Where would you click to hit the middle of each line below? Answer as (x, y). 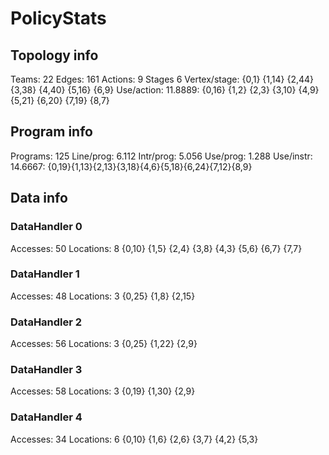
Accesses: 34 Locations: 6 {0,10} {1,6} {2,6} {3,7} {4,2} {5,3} (134, 439)
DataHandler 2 (46, 322)
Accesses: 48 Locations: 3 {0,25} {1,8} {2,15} (103, 296)
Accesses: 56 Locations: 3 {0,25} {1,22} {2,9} (104, 344)
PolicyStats (58, 18)
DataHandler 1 (45, 274)
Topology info (54, 55)
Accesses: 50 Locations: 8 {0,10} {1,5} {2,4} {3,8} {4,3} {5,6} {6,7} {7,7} (156, 248)
